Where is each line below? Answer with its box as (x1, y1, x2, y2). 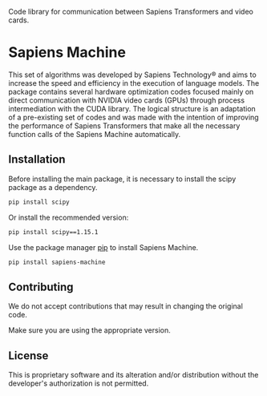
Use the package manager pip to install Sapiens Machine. (8, 242, 199, 252)
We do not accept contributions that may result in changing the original (8, 301, 243, 311)
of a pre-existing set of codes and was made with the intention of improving (8, 112, 259, 122)
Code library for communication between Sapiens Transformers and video (8, 7, 254, 16)
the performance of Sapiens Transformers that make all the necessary (8, 120, 241, 131)
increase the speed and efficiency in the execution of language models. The (8, 78, 260, 87)
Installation (8, 152, 66, 167)
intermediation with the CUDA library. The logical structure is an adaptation (8, 103, 257, 113)
